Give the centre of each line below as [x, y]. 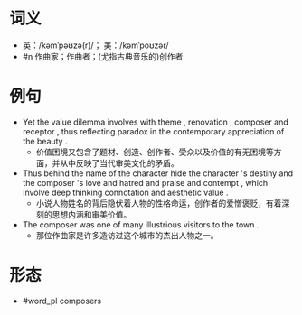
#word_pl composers [62, 301]
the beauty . [45, 141]
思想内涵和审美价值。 [92, 214]
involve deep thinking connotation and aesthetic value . [125, 192]
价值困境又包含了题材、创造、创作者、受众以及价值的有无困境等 [155, 152]
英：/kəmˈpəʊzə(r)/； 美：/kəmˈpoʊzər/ [95, 45]
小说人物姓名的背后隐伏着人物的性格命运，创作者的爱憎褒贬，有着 [159, 203]
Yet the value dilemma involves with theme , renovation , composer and [156, 122]
